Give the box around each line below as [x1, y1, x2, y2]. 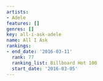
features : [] [6, 20, 40, 26]
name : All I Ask [6, 37, 48, 43]
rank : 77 [12, 54, 34, 60]
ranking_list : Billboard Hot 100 [12, 60, 97, 66]
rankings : [6, 43, 32, 49]
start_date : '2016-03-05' [12, 65, 78, 72]
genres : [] [6, 26, 34, 32]
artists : [6, 9, 29, 15]
